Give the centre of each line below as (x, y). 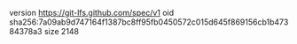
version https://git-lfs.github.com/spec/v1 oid (92, 13)
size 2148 (62, 31)
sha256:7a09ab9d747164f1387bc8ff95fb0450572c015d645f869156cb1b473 (149, 22)
